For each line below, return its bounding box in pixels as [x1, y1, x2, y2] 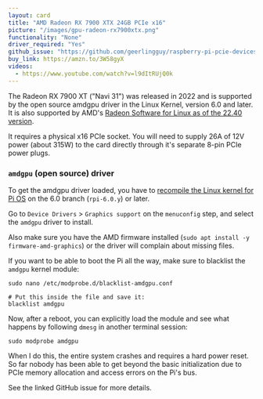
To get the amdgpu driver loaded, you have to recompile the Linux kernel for [8, 185, 254, 194]
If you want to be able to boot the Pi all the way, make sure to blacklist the [8, 256, 246, 265]
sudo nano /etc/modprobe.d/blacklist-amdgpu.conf [8, 279, 174, 287]
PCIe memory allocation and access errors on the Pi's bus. [8, 368, 197, 377]
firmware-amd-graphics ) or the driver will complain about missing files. [8, 241, 235, 250]
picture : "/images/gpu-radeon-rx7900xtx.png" [8, 26, 159, 34]
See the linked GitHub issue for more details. [8, 383, 153, 392]
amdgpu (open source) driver [8, 168, 115, 179]
